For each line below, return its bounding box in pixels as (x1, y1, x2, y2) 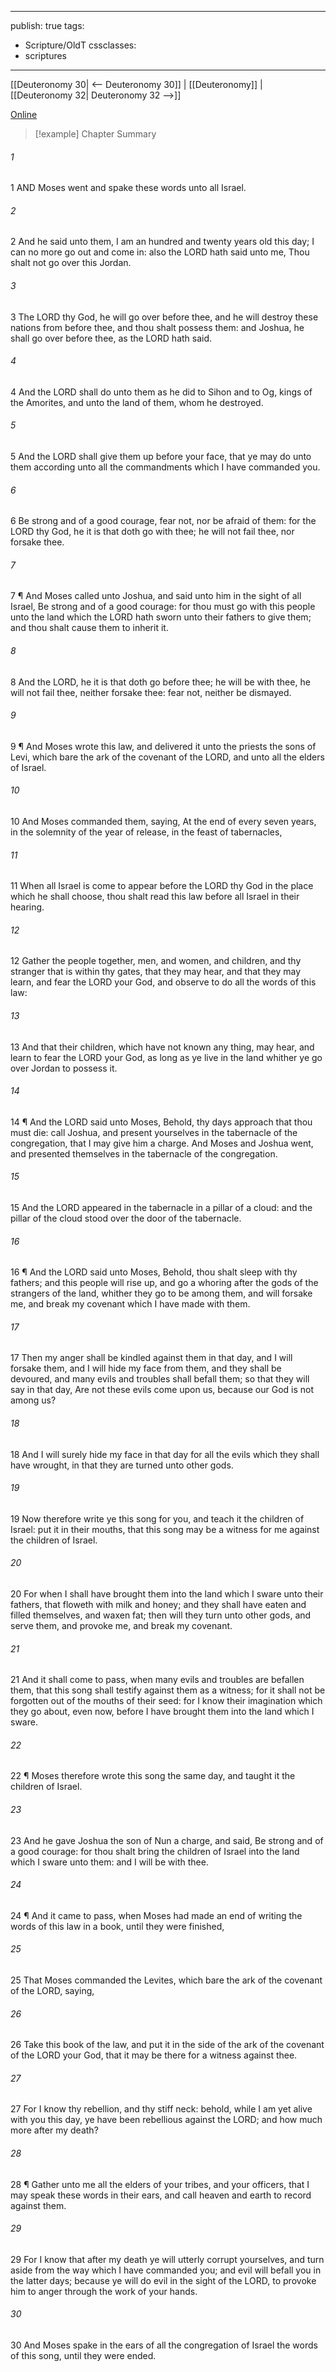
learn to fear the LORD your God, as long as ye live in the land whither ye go (10, 1051, 323, 1063)
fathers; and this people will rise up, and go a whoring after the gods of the (10, 1277, 319, 1289)
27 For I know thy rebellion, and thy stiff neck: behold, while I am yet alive (10, 2103, 313, 2115)
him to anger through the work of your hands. (10, 2285, 198, 2297)
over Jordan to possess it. (10, 1062, 118, 1074)
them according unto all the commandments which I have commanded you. (10, 461, 321, 473)
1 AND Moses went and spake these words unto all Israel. (10, 182, 247, 194)
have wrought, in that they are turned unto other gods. (10, 1459, 234, 1471)
